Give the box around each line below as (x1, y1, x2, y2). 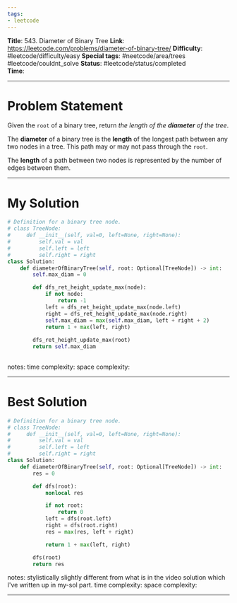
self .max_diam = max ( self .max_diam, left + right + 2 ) (44, 316, 210, 324)
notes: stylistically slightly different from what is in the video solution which (7, 573, 226, 582)
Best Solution (7, 394, 87, 410)
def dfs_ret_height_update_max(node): (32, 284, 147, 291)
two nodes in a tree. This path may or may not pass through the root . (7, 142, 208, 151)
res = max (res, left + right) (44, 528, 134, 535)
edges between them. (7, 163, 71, 172)
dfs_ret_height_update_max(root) (32, 337, 131, 344)
